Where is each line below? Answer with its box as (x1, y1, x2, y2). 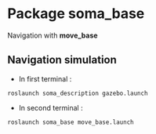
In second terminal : (18, 103, 83, 112)
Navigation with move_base (7, 31, 99, 40)
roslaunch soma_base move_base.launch (7, 118, 134, 126)
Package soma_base (7, 5, 145, 23)
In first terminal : (18, 74, 72, 83)
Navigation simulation (7, 53, 117, 67)
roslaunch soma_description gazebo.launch (7, 89, 148, 97)
